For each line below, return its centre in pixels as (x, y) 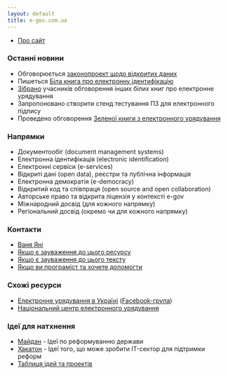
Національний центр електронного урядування (88, 308)
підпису (29, 111)
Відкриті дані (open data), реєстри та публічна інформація (104, 174)
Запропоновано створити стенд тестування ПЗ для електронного (116, 103)
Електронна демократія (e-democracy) (76, 182)
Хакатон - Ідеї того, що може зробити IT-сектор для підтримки (111, 348)
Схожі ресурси (34, 285)
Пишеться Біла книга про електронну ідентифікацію (95, 81)
